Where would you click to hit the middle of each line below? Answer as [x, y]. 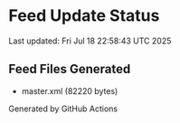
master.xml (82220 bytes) [70, 90]
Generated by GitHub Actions [63, 109]
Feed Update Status [84, 16]
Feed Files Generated [70, 69]
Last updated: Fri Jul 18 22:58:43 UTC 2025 [90, 41]
